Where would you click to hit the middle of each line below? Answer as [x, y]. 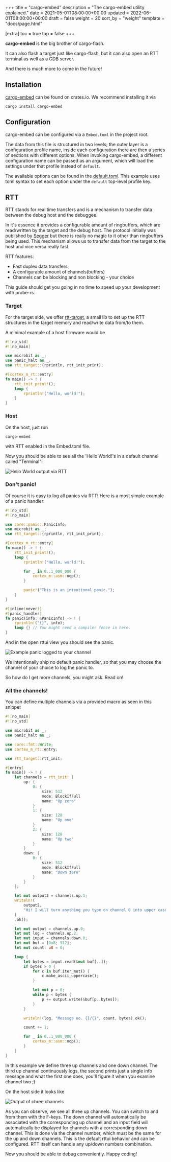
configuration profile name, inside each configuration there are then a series [85, 150]
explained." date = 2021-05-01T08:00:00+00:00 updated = [67, 13]
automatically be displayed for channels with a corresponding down [76, 1128]
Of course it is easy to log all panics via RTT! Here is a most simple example [85, 496]
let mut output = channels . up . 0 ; [50, 929]
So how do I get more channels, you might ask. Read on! [64, 678]
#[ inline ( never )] [24, 609]
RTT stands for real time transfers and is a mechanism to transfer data [79, 210]
